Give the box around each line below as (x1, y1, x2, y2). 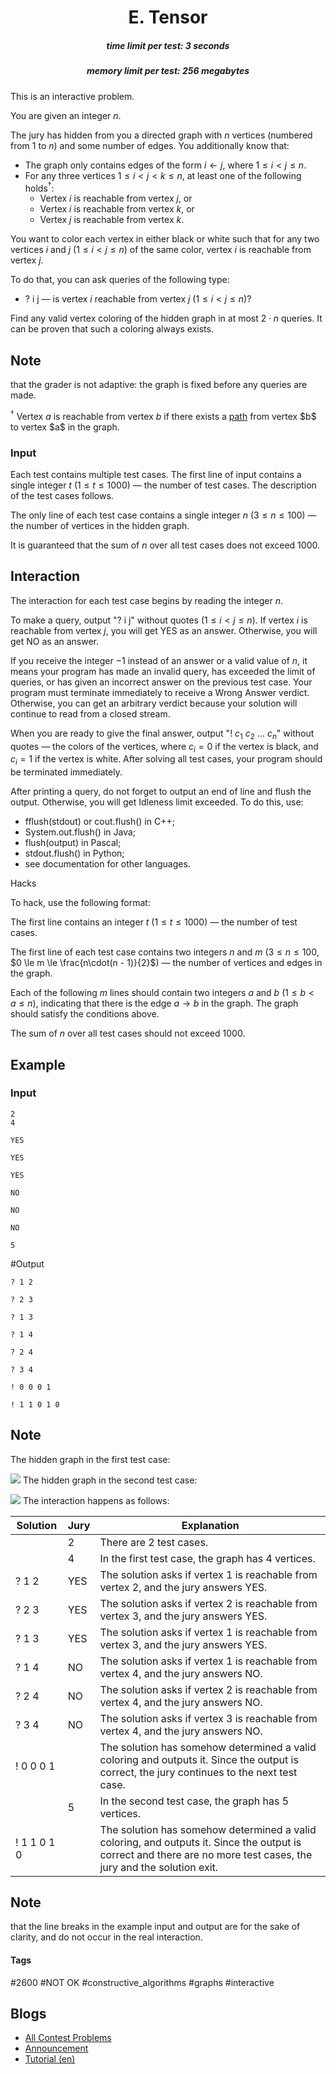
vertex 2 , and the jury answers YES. (99, 1580, 268, 1594)
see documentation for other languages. (24, 858, 191, 870)
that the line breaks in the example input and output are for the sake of (10, 1921, 301, 1933)
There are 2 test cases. (99, 1535, 209, 1549)
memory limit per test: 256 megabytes (86, 65, 250, 77)
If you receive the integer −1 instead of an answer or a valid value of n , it (10, 654, 308, 666)
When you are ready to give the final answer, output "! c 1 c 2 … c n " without (10, 727, 315, 741)
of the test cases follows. (10, 489, 114, 501)
